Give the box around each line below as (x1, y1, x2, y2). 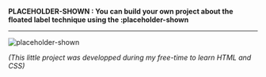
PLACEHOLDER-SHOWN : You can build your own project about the (8, 7, 234, 16)
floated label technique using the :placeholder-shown (8, 15, 189, 24)
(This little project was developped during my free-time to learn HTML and (8, 53, 252, 62)
